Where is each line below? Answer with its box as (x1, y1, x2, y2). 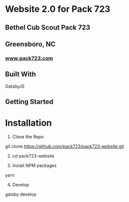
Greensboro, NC (5, 40, 56, 48)
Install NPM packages (12, 162, 57, 169)
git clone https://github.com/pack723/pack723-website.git (5, 144, 124, 150)
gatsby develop (5, 192, 36, 198)
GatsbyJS (5, 83, 25, 89)
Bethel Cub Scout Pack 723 (5, 23, 90, 32)
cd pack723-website (12, 153, 55, 159)
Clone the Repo (12, 134, 44, 140)
